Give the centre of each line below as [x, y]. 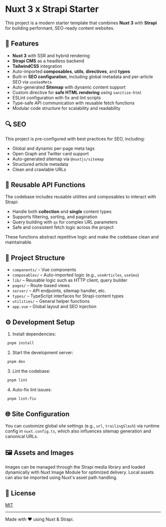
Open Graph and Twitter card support [50, 153]
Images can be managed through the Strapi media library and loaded [75, 467]
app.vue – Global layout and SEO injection [54, 307]
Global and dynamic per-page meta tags [53, 148]
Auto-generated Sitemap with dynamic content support [69, 87]
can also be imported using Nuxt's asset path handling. [61, 478]
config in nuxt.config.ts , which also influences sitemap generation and [78, 431]
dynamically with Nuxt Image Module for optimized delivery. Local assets [80, 472]
